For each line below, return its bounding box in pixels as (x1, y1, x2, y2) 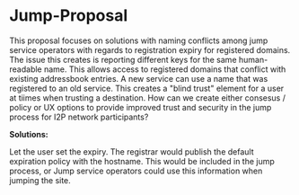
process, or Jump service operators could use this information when (9, 165, 263, 176)
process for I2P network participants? (9, 111, 149, 122)
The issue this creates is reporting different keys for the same (9, 54, 237, 65)
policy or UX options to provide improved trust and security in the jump (9, 102, 272, 112)
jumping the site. (9, 174, 72, 185)
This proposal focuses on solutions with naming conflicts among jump (9, 35, 268, 46)
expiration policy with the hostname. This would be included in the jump (9, 155, 276, 166)
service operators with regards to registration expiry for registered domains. (9, 44, 291, 55)
